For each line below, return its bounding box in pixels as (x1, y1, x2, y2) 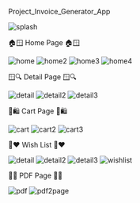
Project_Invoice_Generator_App (8, 7, 111, 16)
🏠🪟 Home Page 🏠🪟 (8, 38, 81, 47)
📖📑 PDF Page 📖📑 (8, 170, 63, 180)
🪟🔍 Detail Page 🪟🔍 (8, 72, 77, 82)
